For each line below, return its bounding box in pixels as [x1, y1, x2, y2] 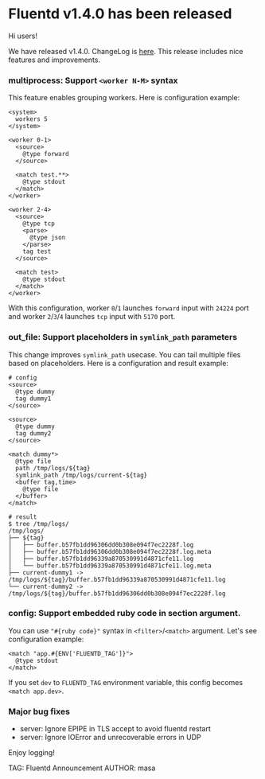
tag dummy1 [15, 395, 52, 403]
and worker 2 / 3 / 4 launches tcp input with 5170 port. [8, 312, 176, 321]
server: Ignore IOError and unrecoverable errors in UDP [19, 733, 201, 742]
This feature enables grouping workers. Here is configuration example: [8, 93, 240, 103]
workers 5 [15, 115, 48, 123]
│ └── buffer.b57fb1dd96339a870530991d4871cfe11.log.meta [8, 562, 212, 570]
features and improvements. [8, 55, 101, 64]
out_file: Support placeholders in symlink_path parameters [8, 332, 237, 343]
